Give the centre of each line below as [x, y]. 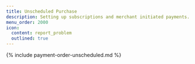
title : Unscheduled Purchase [42, 11]
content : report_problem [42, 33]
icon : [13, 28]
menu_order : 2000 [27, 22]
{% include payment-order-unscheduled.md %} [64, 55]
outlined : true [30, 38]
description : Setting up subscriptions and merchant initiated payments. [98, 17]
